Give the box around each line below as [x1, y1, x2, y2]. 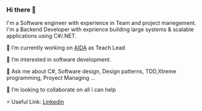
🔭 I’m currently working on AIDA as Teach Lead [6, 44, 125, 51]
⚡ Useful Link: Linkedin [6, 98, 64, 106]
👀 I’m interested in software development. [6, 56, 111, 63]
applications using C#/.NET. [6, 32, 77, 40]
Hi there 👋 [6, 5, 37, 14]
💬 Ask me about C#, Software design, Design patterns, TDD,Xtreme [6, 68, 176, 75]
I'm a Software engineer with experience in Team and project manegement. [6, 20, 196, 27]
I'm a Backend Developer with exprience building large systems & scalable [6, 26, 194, 33]
